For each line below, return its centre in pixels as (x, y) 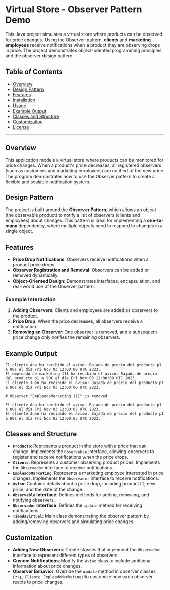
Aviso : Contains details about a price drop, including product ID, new (84, 484)
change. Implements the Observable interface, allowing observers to (83, 452)
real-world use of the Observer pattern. (54, 286)
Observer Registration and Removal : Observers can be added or (81, 270)
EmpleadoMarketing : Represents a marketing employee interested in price (88, 473)
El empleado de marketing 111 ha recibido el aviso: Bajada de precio (81, 374)
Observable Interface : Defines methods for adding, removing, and (81, 495)
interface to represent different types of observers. (66, 555)
